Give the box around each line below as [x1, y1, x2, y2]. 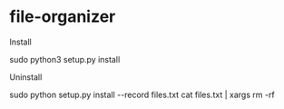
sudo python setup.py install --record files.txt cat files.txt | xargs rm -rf [9, 89, 275, 100]
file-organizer [9, 6, 116, 27]
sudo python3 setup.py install [9, 54, 121, 64]
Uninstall [9, 71, 43, 83]
